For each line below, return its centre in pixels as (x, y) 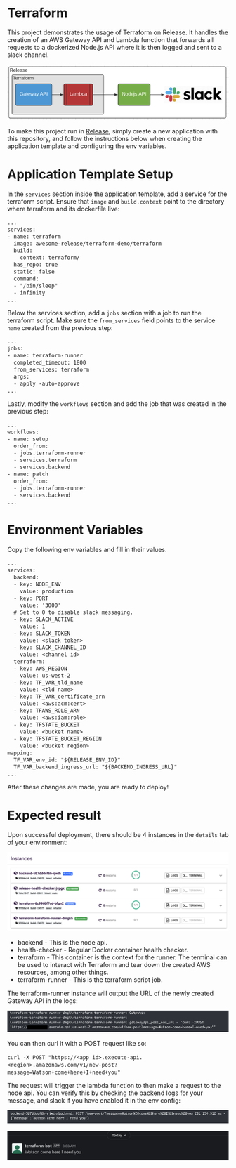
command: (26, 279)
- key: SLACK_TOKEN (42, 634)
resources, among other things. (63, 972)
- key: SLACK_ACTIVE (44, 619)
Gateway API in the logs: (43, 1000)
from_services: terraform (52, 370)
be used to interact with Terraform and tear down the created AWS (114, 964)
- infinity (29, 293)
